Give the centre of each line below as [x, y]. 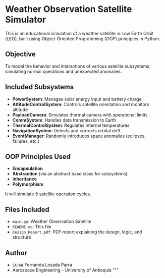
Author [16, 253]
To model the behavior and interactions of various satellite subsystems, [78, 66]
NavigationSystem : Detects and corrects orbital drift [66, 130]
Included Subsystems [40, 87]
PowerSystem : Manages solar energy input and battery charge [77, 99]
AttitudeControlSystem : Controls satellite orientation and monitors [81, 104]
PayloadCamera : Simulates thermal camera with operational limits [80, 114]
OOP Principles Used [38, 156]
